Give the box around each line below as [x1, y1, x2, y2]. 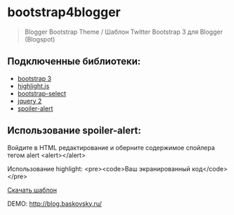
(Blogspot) [24, 35, 56, 43]
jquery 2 [17, 97, 42, 105]
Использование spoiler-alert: [7, 125, 142, 137]
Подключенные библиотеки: [7, 56, 141, 68]
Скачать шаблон [7, 185, 58, 194]
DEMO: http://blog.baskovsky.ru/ [7, 199, 102, 208]
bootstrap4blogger [7, 4, 121, 20]
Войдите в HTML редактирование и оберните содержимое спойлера [7, 143, 216, 152]
